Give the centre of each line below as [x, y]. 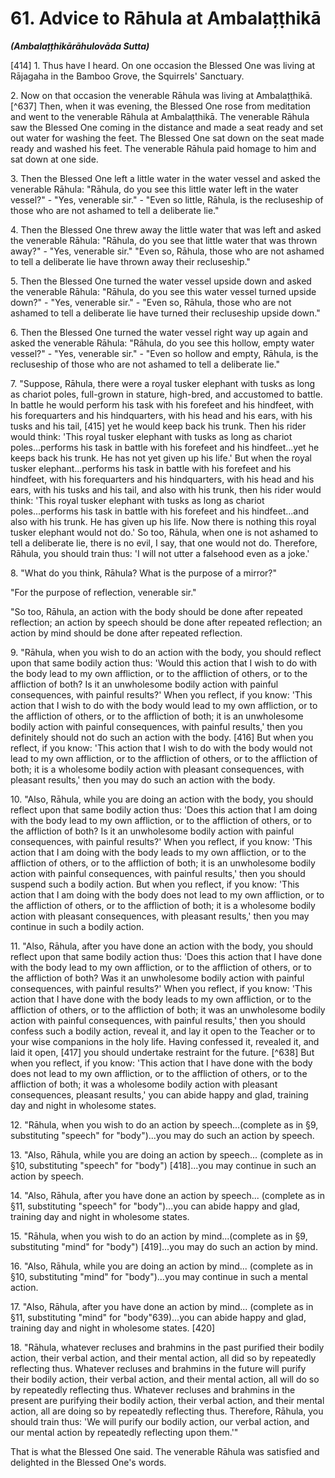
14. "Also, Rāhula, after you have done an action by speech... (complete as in [167, 1195]
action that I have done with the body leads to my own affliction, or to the [161, 999]
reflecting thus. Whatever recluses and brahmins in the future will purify [158, 1368]
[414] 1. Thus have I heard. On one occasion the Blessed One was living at [163, 65]
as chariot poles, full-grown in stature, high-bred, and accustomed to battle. [166, 394]
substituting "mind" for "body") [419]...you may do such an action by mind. [164, 1246]
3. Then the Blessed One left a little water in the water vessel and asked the [165, 178]
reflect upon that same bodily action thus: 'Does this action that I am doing [164, 809]
